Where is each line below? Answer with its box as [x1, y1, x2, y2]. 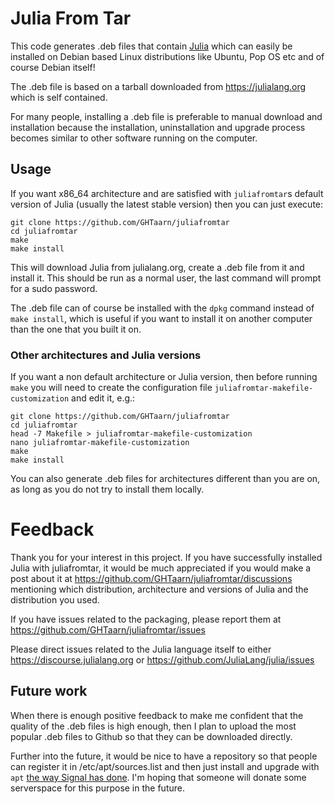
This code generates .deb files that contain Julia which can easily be [10, 40, 293, 52]
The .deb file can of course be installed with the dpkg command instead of [10, 302, 315, 314]
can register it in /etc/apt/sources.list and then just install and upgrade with [10, 760, 320, 772]
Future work [10, 683, 88, 700]
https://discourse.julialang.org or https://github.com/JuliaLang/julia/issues [10, 653, 315, 666]
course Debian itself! [10, 61, 96, 73]
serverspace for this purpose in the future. [10, 782, 185, 794]
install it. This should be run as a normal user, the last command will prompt [10, 272, 322, 284]
